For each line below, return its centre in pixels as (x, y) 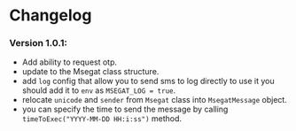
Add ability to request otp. (70, 62)
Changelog (51, 15)
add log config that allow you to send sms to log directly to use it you (148, 81)
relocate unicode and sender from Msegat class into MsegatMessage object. (155, 100)
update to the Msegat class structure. (90, 72)
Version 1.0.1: (39, 43)
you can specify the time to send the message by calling (125, 109)
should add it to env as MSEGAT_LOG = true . (99, 90)
